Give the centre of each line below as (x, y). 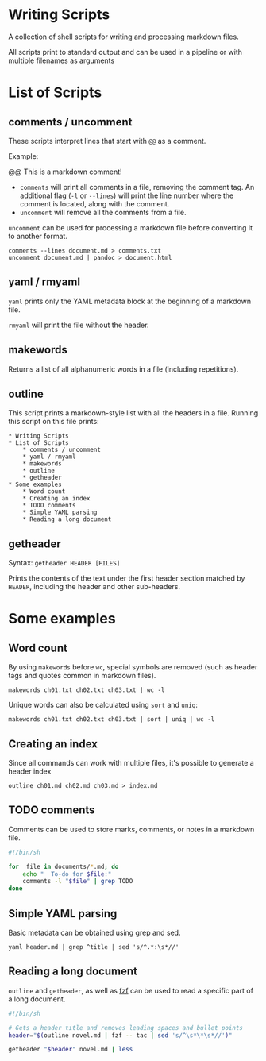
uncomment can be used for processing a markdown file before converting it (130, 227)
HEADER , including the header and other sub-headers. (94, 587)
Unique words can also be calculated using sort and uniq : (103, 705)
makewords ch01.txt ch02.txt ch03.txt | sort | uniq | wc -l (112, 720)
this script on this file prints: (54, 422)
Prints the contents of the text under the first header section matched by (127, 578)
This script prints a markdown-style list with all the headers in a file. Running (133, 413)
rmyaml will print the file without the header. (79, 325)
